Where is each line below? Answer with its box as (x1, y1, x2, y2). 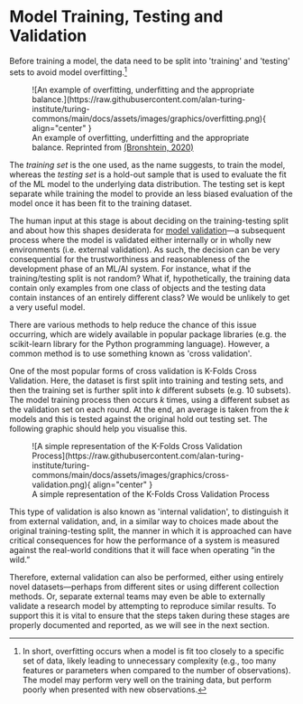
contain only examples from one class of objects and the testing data (9, 282, 266, 293)
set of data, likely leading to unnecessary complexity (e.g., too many (22, 655, 277, 666)
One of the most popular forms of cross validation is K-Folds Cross (9, 365, 257, 376)
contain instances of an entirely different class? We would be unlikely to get (9, 292, 290, 303)
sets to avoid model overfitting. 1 (9, 65, 128, 78)
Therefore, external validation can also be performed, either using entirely (9, 571, 284, 582)
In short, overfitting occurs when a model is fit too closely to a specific (22, 645, 285, 656)
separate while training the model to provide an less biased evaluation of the (9, 188, 293, 199)
